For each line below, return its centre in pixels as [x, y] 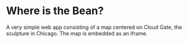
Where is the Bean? [55, 11]
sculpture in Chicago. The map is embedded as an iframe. [77, 33]
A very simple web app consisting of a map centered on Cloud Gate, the [94, 27]
